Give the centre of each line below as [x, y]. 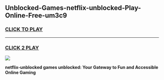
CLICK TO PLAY [24, 30]
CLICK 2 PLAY [22, 48]
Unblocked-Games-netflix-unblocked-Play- [73, 8]
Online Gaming [20, 72]
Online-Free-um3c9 [36, 16]
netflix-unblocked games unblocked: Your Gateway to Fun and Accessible [82, 67]
